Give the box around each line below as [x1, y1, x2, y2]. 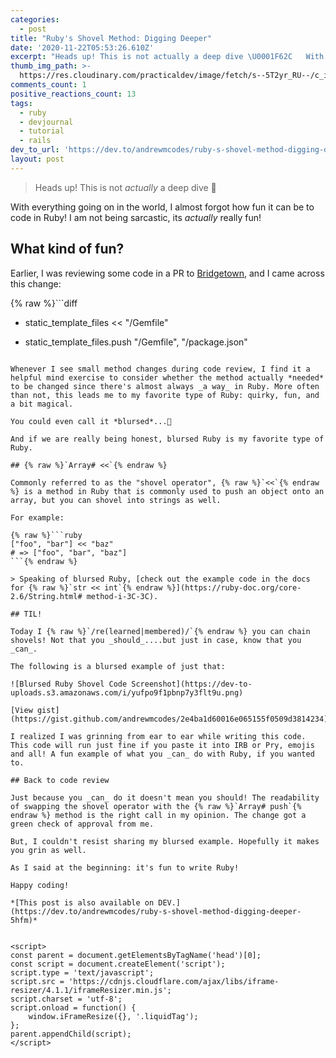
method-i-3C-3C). [86, 591, 159, 601]
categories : [10, 14, 60, 25]
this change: [10, 277, 62, 290]
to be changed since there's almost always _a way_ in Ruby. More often [10, 381, 320, 391]
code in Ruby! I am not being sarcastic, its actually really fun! [10, 211, 262, 223]
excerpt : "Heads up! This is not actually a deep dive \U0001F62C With [10, 52, 325, 62]
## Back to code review [10, 775, 110, 785]
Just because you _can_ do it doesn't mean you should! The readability [10, 792, 320, 803]
